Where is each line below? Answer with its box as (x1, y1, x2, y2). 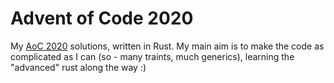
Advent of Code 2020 (10, 7, 194, 30)
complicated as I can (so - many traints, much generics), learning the (10, 50, 295, 62)
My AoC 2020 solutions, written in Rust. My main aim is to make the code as (10, 40, 325, 52)
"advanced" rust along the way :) (10, 61, 147, 73)
